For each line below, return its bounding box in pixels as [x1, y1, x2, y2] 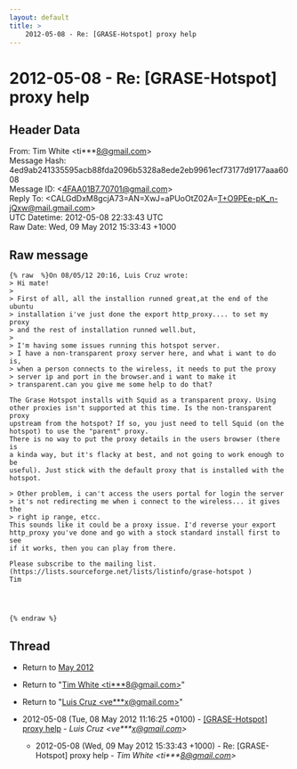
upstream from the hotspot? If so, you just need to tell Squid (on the [9, 420, 285, 429]
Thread [9, 638, 51, 653]
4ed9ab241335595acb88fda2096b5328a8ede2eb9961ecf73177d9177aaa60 [9, 165, 289, 176]
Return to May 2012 [21, 662, 94, 673]
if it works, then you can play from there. [9, 544, 177, 553]
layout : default [9, 12, 69, 22]
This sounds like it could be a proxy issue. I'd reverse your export [9, 520, 277, 530]
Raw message [9, 247, 89, 263]
